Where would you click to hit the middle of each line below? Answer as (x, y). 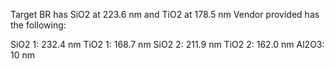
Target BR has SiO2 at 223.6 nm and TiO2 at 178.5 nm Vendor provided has (165, 14)
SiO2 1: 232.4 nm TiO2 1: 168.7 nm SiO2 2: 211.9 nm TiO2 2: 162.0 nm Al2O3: (167, 44)
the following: (38, 25)
